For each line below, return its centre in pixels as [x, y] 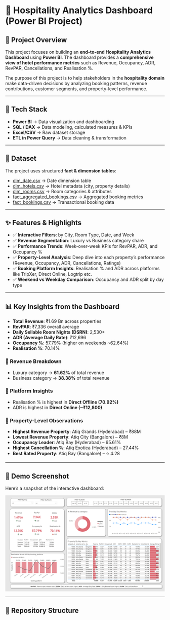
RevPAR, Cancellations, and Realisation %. [49, 68]
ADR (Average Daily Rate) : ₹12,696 [49, 338]
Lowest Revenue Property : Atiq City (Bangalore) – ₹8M [70, 437]
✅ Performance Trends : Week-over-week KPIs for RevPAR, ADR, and [85, 246]
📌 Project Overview [36, 40]
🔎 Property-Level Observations [44, 420]
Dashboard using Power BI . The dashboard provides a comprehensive [79, 57]
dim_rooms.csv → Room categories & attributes [62, 191]
